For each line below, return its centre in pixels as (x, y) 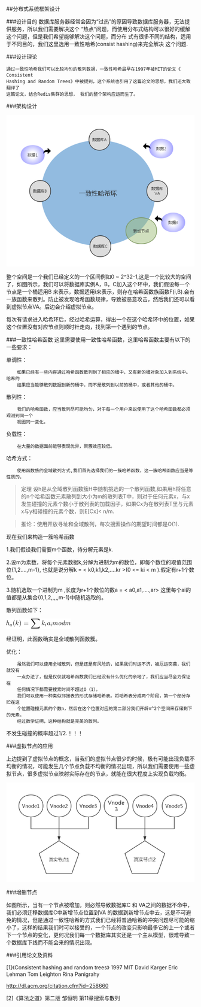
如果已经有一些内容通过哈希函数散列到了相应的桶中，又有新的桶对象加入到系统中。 (104, 372)
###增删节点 (22, 892)
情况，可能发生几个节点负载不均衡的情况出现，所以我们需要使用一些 (106, 766)
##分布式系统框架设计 (33, 9)
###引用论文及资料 (30, 955)
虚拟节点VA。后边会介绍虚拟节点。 (54, 307)
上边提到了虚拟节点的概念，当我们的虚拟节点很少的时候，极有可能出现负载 (98, 759)
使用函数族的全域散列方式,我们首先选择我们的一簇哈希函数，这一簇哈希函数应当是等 (105, 471)
